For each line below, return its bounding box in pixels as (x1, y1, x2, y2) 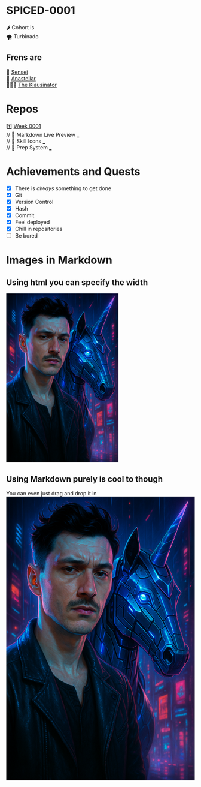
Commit (14, 211, 35, 219)
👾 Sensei (6, 68, 28, 76)
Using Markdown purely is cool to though (6, 474, 163, 484)
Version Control (14, 198, 54, 205)
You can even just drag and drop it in (6, 490, 97, 497)
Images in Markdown (6, 253, 112, 267)
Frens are (6, 52, 42, 63)
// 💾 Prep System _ (6, 143, 52, 151)
